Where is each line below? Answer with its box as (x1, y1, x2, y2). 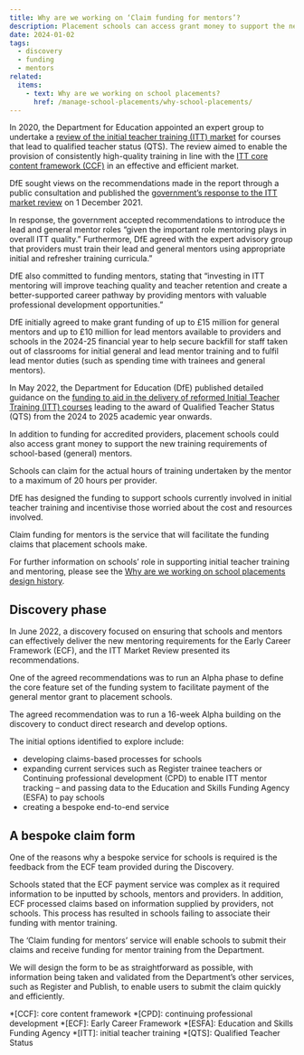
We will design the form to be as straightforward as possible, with (9, 962, 253, 973)
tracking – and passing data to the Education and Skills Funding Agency (22, 783, 290, 794)
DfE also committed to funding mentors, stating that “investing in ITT (9, 270, 265, 281)
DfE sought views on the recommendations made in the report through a (9, 178, 280, 189)
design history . (9, 576, 65, 587)
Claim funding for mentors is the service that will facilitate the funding (9, 530, 270, 541)
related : (9, 72, 43, 81)
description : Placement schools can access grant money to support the (9, 22, 285, 31)
